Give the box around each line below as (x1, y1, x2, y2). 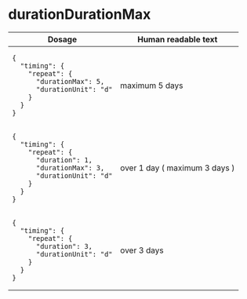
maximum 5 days (120, 80, 183, 91)
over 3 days (120, 245, 164, 256)
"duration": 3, (36, 242, 93, 250)
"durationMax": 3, (36, 163, 105, 172)
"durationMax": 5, (36, 77, 105, 86)
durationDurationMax (8, 5, 151, 24)
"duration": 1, (36, 155, 93, 164)
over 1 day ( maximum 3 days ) (120, 162, 235, 173)
